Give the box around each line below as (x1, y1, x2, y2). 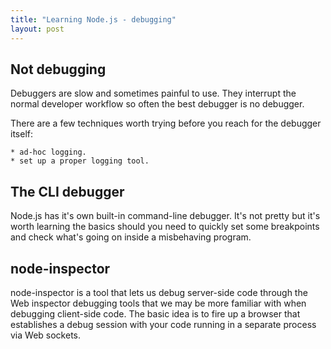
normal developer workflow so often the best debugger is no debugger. (10, 98, 305, 110)
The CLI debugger (10, 183, 125, 200)
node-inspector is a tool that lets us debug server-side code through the (10, 286, 308, 298)
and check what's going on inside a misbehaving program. (10, 231, 252, 243)
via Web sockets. (10, 329, 81, 341)
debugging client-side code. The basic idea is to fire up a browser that (10, 307, 301, 320)
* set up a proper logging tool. (10, 156, 150, 166)
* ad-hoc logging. (10, 147, 87, 158)
